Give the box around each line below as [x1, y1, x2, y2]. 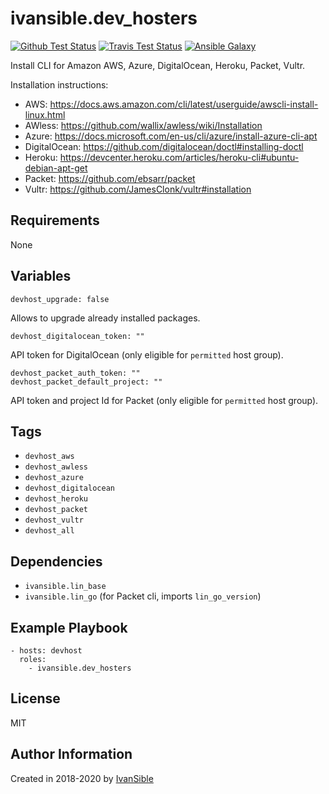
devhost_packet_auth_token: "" [10, 368, 141, 378]
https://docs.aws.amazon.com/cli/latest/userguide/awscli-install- [49, 98, 319, 110]
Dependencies [10, 553, 103, 570]
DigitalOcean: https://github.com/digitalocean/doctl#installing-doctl [24, 140, 304, 152]
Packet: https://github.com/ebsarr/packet [24, 172, 196, 184]
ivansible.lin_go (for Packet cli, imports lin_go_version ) [24, 590, 262, 602]
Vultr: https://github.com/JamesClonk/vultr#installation [24, 183, 252, 195]
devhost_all [24, 526, 75, 536]
